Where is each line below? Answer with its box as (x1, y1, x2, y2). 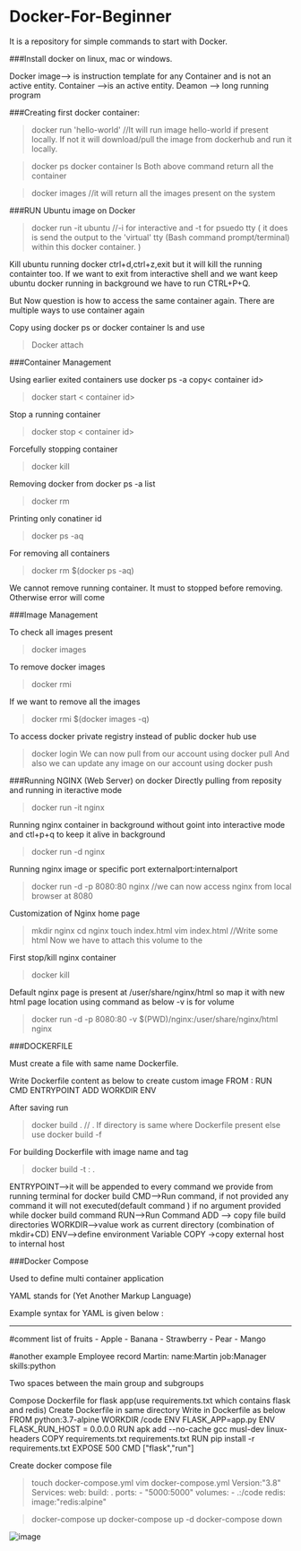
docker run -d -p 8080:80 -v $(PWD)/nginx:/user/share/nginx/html (30, 1013, 279, 1024)
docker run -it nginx (30, 802, 105, 813)
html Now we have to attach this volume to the (30, 935, 203, 945)
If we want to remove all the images (9, 696, 141, 707)
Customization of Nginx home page (9, 908, 141, 918)
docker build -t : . (30, 1163, 96, 1175)
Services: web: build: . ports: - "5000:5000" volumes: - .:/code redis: (30, 1486, 287, 1497)
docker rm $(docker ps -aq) (30, 564, 134, 575)
